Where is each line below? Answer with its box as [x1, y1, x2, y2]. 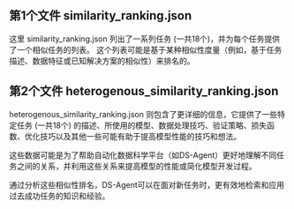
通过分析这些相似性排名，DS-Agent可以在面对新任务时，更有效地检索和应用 [9, 179, 285, 190]
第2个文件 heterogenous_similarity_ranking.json [9, 84, 279, 99]
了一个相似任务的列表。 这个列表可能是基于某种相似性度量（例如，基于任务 [9, 44, 283, 55]
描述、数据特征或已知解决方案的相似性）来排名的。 [9, 56, 195, 66]
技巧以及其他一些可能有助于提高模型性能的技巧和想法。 [39, 131, 241, 141]
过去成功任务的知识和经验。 [9, 190, 110, 201]
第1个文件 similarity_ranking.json [9, 8, 192, 24]
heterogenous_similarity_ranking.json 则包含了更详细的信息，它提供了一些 [9, 108, 278, 119]
